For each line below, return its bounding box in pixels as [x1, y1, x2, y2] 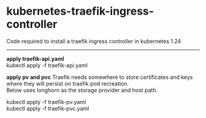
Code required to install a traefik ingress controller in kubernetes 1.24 [6, 37, 181, 45]
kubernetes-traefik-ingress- [6, 4, 154, 18]
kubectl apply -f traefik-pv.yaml [6, 98, 86, 105]
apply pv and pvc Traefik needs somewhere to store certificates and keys [6, 73, 193, 81]
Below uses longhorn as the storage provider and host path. [6, 86, 158, 94]
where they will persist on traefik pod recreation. [6, 79, 129, 87]
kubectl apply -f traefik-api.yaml [6, 61, 88, 68]
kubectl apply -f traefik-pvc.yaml [6, 105, 90, 112]
